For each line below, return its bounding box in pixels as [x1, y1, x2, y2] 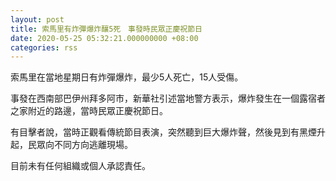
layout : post [10, 14, 65, 25]
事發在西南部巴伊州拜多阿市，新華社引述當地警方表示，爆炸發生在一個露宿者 [10, 92, 326, 105]
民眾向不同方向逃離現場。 [27, 139, 133, 151]
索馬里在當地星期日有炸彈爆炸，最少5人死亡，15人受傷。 [10, 71, 244, 83]
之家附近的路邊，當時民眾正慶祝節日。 [10, 105, 168, 117]
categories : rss [10, 42, 78, 53]
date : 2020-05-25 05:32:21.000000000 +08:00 [10, 33, 199, 43]
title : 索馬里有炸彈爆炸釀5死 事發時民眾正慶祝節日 [10, 24, 203, 34]
